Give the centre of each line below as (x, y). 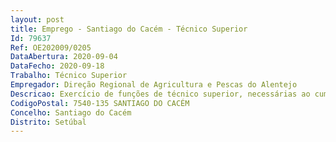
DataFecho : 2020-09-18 (57, 66)
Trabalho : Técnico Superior (69, 76)
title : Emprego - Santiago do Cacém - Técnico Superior (129, 29)
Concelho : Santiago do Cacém (71, 112)
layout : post (37, 19)
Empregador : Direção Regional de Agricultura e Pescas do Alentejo (154, 85)
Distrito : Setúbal (48, 122)
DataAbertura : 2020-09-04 (64, 57)
